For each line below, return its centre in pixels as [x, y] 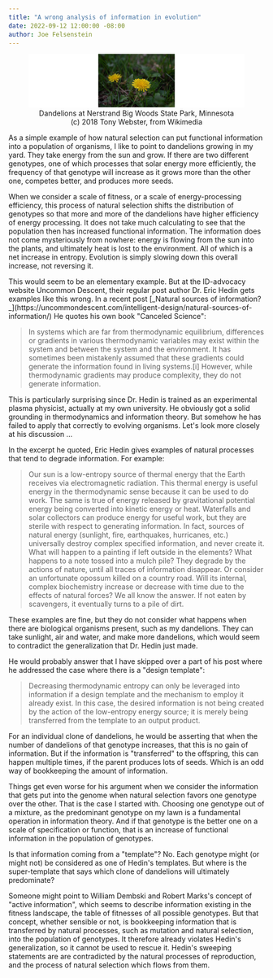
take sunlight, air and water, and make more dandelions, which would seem [134, 637]
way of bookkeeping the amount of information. [88, 771]
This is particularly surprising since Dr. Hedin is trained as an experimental [133, 399]
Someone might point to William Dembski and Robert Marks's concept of [130, 896]
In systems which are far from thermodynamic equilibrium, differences [146, 332]
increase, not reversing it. [51, 265]
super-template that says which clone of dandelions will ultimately [119, 871]
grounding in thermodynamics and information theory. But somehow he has [135, 417]
